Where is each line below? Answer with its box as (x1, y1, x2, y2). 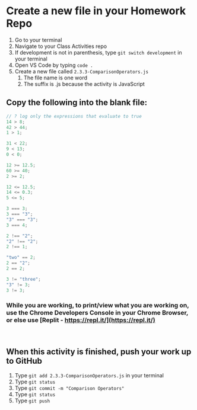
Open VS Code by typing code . (14, 61, 93, 69)
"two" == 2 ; (6, 255, 36, 261)
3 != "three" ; (6, 276, 42, 282)
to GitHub (6, 356, 43, 366)
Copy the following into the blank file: (6, 98, 147, 108)
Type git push (14, 397, 50, 404)
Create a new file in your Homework (6, 4, 186, 18)
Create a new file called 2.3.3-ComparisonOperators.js (14, 68, 149, 75)
